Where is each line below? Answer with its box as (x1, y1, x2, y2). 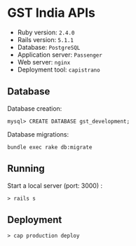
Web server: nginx (17, 57, 71, 66)
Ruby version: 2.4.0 (17, 28, 75, 36)
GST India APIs (7, 5, 96, 21)
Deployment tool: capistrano (17, 65, 100, 74)
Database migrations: (7, 130, 69, 138)
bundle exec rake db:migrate (7, 144, 93, 151)
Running (7, 163, 46, 175)
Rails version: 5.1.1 (17, 35, 74, 43)
